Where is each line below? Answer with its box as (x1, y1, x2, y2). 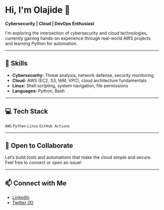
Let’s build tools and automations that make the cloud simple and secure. (5, 154, 152, 161)
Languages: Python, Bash (12, 88, 65, 93)
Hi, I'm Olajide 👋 (5, 4, 71, 16)
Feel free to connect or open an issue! (5, 160, 82, 165)
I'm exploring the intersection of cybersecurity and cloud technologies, (5, 30, 148, 36)
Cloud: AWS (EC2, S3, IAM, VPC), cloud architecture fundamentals (12, 77, 147, 83)
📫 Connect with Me (5, 179, 67, 187)
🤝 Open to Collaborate (5, 141, 73, 150)
